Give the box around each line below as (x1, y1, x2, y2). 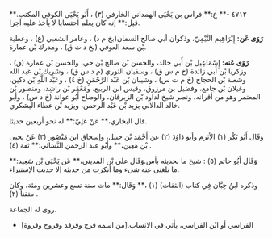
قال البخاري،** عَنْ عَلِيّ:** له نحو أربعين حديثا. (9, 116, 148, 126)
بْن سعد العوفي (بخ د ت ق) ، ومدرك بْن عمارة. (9, 42, 147, 52)
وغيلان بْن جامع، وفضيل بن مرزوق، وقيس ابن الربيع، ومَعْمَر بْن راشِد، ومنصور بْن (9, 83, 246, 93)
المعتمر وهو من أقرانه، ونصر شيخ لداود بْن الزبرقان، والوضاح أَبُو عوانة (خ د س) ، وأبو (9, 92, 261, 102)
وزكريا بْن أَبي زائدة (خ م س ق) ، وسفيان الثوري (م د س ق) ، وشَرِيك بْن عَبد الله (9, 66, 247, 76)
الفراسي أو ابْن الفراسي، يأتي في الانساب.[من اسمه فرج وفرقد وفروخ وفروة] (20, 220, 253, 229)
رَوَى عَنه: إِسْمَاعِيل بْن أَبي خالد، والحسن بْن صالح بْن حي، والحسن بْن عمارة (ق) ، (9, 58, 249, 67)
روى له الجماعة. (9, 204, 57, 214)
